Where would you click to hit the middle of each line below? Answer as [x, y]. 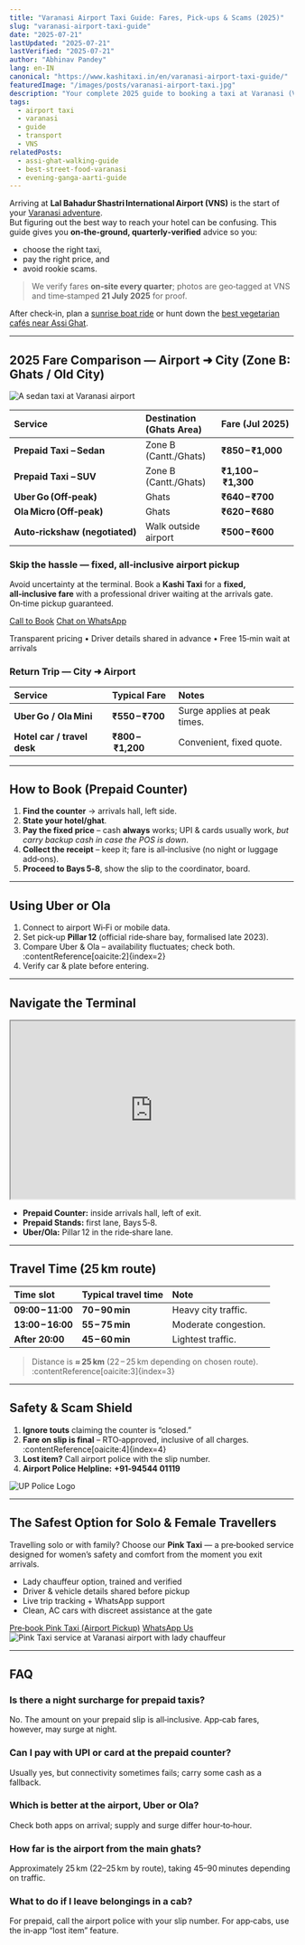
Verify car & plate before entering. [85, 966]
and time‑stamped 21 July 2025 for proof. [109, 296]
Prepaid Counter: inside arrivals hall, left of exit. [111, 1213]
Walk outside [173, 527]
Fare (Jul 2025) [255, 424]
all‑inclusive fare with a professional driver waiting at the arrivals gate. [141, 594]
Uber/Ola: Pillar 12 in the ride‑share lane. [97, 1232]
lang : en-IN [32, 69]
